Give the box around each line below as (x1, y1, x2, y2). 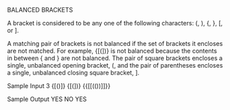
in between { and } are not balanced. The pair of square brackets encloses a (7, 54, 223, 62)
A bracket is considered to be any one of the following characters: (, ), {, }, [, (7, 19, 223, 27)
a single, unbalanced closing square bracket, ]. (7, 68, 139, 77)
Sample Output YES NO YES (7, 95, 87, 103)
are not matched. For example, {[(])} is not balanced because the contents (7, 47, 218, 55)
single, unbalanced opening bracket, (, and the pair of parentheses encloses (7, 61, 223, 69)
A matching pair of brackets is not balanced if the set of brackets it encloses (7, 40, 223, 47)
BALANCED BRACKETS (7, 6, 73, 14)
